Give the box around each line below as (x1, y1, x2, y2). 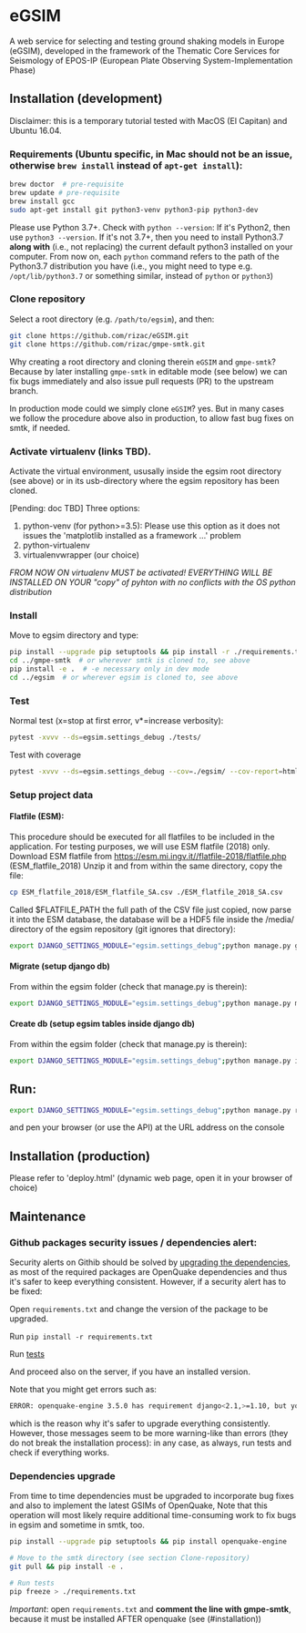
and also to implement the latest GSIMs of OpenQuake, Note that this (9, 1500, 269, 1511)
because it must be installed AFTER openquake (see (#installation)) (9, 1613, 262, 1624)
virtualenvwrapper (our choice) (22, 549, 139, 560)
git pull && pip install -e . (9, 1562, 125, 1571)
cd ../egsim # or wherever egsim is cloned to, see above (9, 673, 239, 682)
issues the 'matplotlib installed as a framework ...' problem (22, 529, 241, 540)
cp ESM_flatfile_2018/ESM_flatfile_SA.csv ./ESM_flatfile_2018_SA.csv (9, 888, 283, 897)
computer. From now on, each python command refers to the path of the (9, 251, 280, 262)
